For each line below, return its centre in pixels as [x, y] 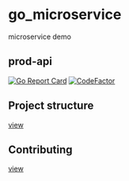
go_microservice [65, 15]
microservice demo [40, 37]
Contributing [40, 150]
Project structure [51, 106]
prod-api [30, 62]
